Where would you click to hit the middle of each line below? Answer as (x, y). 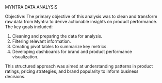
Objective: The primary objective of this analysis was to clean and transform (81, 16)
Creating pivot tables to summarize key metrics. (60, 46)
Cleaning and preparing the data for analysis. (57, 36)
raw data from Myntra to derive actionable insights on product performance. (81, 22)
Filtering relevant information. (41, 41)
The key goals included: (29, 27)
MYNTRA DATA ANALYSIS (31, 7)
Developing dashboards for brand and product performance (72, 51)
